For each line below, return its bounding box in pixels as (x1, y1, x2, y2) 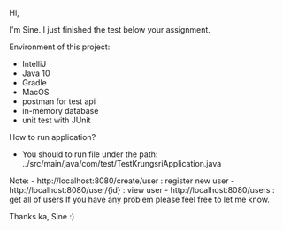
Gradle (21, 78, 47, 87)
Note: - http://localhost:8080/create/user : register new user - (9, 175, 235, 186)
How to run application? (9, 132, 96, 142)
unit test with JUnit (21, 115, 91, 125)
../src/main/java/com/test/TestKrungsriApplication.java (21, 159, 222, 168)
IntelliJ (21, 59, 47, 69)
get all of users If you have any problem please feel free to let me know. (9, 194, 270, 204)
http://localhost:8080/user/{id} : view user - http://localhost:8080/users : (9, 185, 275, 195)
